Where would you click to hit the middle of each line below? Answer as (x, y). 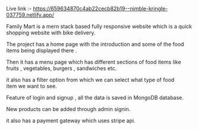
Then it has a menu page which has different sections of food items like (94, 62)
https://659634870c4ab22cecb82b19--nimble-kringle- (100, 9)
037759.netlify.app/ (30, 15)
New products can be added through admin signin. (68, 109)
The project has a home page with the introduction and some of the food (95, 44)
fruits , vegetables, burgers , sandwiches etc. (62, 68)
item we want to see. (32, 86)
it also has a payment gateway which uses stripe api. (71, 121)
